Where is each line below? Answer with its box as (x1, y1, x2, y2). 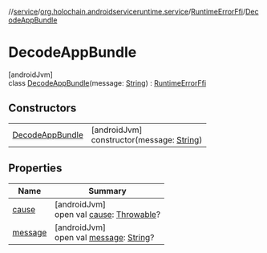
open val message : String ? (55, 231, 155, 243)
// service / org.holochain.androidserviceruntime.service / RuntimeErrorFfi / (8, 7, 246, 16)
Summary (88, 185, 127, 196)
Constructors (8, 102, 77, 115)
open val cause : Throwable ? (55, 208, 161, 219)
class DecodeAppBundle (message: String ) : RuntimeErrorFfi (8, 78, 207, 87)
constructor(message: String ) (91, 134, 203, 145)
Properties (8, 162, 63, 175)
